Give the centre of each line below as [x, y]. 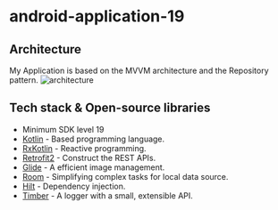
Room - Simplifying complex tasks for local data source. [125, 176]
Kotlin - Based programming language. [93, 139]
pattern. [24, 80]
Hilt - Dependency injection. [74, 186]
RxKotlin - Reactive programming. [84, 148]
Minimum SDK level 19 [63, 129]
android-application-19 [97, 16]
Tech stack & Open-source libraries [110, 108]
